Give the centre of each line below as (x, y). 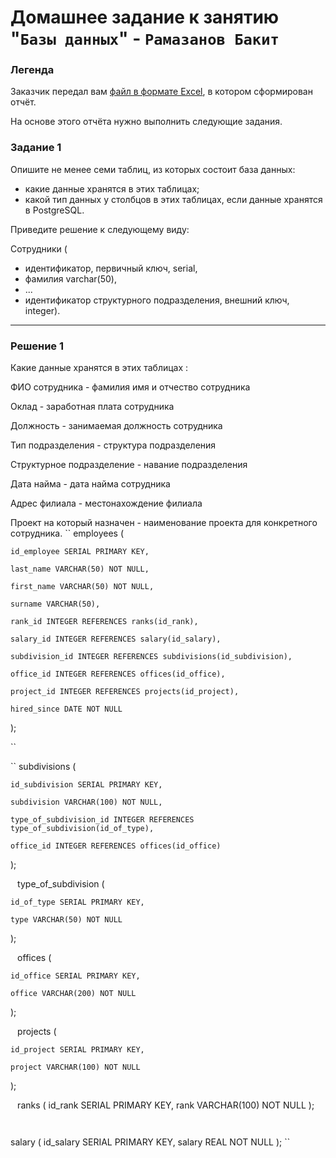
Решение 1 (37, 346)
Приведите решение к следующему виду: (100, 229)
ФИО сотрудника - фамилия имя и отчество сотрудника (130, 387)
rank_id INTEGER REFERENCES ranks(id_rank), (104, 622)
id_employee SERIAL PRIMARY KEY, (80, 552)
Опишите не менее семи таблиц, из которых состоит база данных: (153, 169)
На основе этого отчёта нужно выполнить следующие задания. (146, 122)
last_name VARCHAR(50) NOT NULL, (80, 569)
